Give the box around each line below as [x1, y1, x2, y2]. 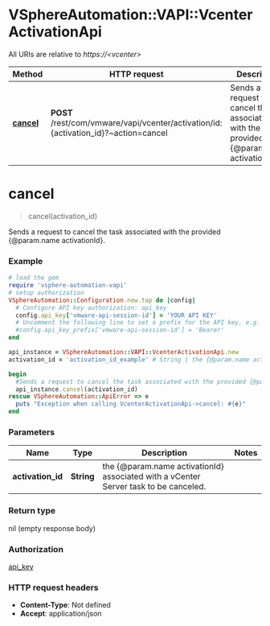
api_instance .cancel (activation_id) [15, 385, 138, 393]
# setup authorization [8, 288, 84, 297]
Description [141, 447, 187, 459]
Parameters [8, 426, 55, 438]
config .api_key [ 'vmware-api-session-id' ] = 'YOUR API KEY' [15, 311, 218, 319]
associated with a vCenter [102, 471, 201, 482]
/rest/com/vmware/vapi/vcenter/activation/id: [51, 117, 223, 128]
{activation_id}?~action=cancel [51, 127, 168, 138]
